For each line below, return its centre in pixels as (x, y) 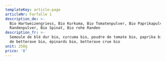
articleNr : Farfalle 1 (28, 14)
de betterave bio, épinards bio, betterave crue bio (65, 42)
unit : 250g (16, 46)
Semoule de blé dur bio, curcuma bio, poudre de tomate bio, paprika (83, 37)
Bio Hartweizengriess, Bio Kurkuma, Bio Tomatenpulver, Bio (73, 23)
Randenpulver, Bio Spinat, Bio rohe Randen (55, 28)
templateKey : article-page (33, 10)
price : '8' (16, 51)
